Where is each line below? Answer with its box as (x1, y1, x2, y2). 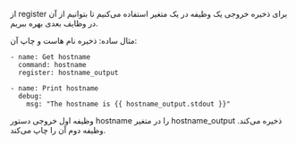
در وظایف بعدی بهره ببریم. (10, 18, 98, 29)
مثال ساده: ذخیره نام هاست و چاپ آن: (10, 36, 138, 46)
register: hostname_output (18, 68, 119, 77)
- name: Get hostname (10, 53, 91, 62)
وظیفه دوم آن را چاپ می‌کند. (10, 125, 106, 135)
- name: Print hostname (10, 84, 99, 93)
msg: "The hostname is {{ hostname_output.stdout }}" (26, 99, 231, 108)
